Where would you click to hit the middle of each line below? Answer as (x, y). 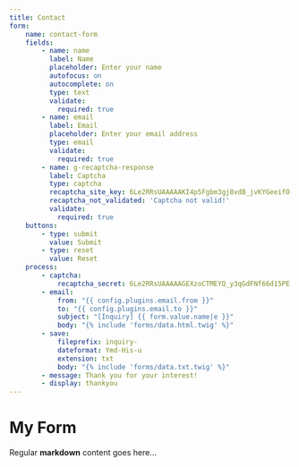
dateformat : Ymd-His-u (99, 350)
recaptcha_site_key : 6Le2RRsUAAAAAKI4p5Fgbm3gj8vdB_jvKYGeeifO (170, 192)
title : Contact (38, 17)
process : (42, 267)
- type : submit (70, 233)
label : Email (73, 126)
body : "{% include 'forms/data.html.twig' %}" (145, 326)
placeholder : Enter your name (106, 68)
